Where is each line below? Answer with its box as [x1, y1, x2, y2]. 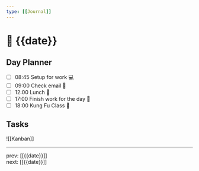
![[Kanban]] [6, 135, 34, 142]
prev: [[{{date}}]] [6, 152, 47, 159]
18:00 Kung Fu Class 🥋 [14, 101, 70, 109]
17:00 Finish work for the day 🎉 [14, 95, 91, 102]
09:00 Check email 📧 [14, 82, 66, 89]
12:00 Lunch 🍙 [14, 88, 50, 96]
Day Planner [6, 57, 52, 68]
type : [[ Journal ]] [6, 8, 52, 15]
